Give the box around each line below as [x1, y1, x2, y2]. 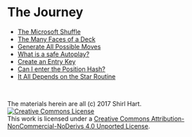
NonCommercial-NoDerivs [7, 122, 84, 130]
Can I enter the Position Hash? [17, 65, 105, 73]
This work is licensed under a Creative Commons [7, 114, 150, 123]
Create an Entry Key [17, 57, 76, 65]
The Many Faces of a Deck [17, 34, 96, 43]
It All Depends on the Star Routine [17, 72, 116, 81]
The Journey [7, 4, 84, 20]
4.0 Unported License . [85, 122, 151, 130]
